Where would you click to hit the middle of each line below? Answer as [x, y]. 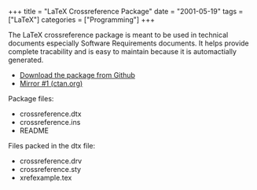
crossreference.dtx [50, 114]
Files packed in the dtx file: [52, 146]
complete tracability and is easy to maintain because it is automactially [123, 51]
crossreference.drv [51, 161]
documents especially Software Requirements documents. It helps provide [128, 43]
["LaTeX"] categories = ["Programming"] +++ [82, 20]
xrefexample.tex [46, 177]
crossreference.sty [50, 169]
